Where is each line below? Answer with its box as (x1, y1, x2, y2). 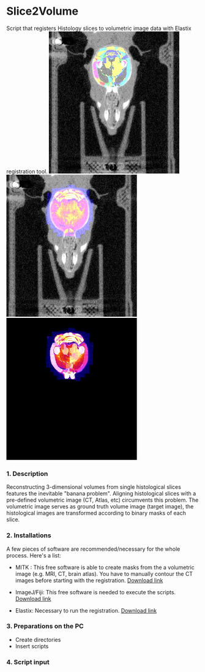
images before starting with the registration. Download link (15, 576, 163, 584)
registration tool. (6, 167, 48, 175)
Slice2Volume (6, 4, 78, 18)
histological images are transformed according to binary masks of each (6, 510, 187, 517)
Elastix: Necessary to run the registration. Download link (15, 606, 157, 614)
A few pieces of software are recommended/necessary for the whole (6, 545, 181, 553)
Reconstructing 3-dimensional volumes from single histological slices (6, 483, 182, 491)
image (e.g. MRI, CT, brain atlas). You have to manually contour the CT (15, 570, 193, 577)
